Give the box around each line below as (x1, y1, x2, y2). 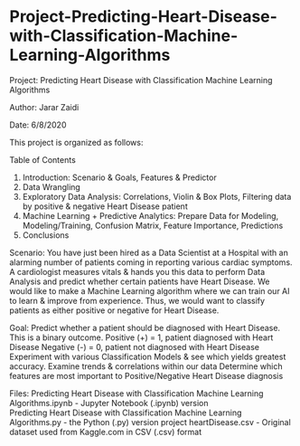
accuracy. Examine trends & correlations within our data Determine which (9, 360, 283, 372)
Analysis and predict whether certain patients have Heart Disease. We (9, 276, 270, 287)
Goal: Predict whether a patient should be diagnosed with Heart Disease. (9, 322, 281, 333)
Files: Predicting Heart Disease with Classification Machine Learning (9, 387, 264, 399)
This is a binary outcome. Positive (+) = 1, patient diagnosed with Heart (9, 332, 274, 343)
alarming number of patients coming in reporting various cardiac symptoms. (9, 256, 293, 268)
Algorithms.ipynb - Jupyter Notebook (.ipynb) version (9, 397, 209, 408)
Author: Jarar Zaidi (9, 101, 80, 112)
